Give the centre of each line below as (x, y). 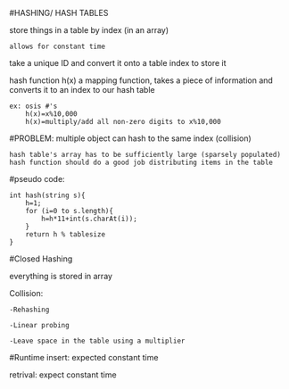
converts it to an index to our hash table (82, 90)
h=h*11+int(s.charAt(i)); (90, 219)
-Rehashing (29, 310)
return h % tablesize (65, 235)
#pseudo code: (37, 179)
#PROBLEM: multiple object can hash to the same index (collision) (130, 138)
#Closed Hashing (41, 259)
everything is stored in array (61, 276)
